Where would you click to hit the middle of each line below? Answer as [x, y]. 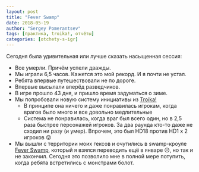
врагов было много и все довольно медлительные [88, 112]
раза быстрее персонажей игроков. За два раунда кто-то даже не [108, 125]
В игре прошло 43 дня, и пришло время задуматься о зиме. [91, 93]
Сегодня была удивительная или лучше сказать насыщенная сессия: [94, 56]
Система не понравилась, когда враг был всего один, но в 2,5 [103, 118]
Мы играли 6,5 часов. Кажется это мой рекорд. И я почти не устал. [100, 74]
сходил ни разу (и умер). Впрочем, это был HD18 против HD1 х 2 [106, 131]
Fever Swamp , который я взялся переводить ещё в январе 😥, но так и [104, 150]
